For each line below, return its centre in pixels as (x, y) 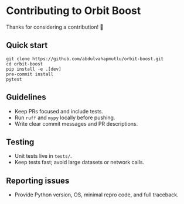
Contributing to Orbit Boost (74, 11)
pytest (14, 79)
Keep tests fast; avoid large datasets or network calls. (79, 162)
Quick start (27, 45)
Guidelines (26, 97)
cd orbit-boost (25, 64)
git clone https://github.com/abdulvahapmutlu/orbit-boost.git (85, 59)
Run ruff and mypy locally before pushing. (65, 117)
